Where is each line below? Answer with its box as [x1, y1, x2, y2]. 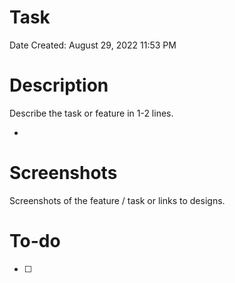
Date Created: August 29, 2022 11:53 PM [9, 39, 177, 51]
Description [9, 74, 109, 97]
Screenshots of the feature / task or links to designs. [9, 194, 226, 206]
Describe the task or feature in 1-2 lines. [9, 107, 174, 119]
